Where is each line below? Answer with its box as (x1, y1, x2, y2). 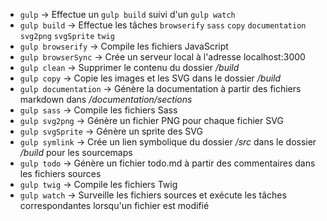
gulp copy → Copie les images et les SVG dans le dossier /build (19, 72, 282, 84)
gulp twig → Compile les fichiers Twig (19, 179, 178, 190)
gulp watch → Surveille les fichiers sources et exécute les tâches (19, 189, 287, 201)
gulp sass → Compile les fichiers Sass (19, 104, 178, 116)
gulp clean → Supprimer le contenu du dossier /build (19, 62, 240, 73)
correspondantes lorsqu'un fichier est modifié (19, 200, 210, 211)
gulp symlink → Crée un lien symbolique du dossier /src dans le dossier (19, 136, 317, 148)
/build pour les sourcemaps (19, 147, 133, 158)
